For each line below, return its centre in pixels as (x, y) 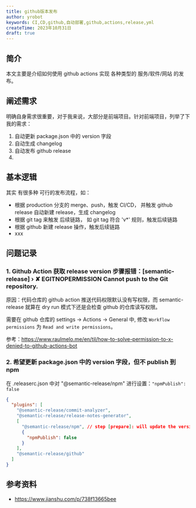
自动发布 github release (43, 150)
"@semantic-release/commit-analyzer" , (64, 410)
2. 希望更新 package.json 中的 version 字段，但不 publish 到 (91, 362)
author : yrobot (24, 17)
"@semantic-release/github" (50, 454)
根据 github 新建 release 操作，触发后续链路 (67, 226)
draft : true (20, 33)
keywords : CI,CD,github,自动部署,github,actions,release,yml (80, 22)
